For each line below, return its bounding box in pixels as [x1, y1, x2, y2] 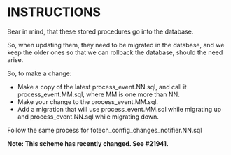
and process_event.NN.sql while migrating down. [17, 112, 159, 121]
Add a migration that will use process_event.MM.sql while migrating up [17, 105, 222, 113]
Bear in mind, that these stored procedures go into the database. [7, 27, 194, 36]
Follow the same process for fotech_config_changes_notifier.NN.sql [7, 126, 202, 134]
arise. [7, 55, 24, 64]
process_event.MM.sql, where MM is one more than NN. [17, 90, 180, 98]
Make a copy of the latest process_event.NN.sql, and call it [17, 82, 187, 91]
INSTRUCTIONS [7, 4, 101, 20]
